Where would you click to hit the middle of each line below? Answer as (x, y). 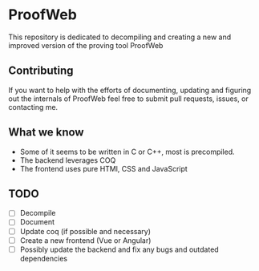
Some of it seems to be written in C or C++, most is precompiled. (127, 152)
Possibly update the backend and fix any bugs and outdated (119, 249)
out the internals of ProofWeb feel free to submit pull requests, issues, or (128, 99)
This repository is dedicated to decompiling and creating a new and (120, 37)
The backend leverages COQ (68, 160)
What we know (46, 133)
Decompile (38, 213)
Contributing (41, 71)
